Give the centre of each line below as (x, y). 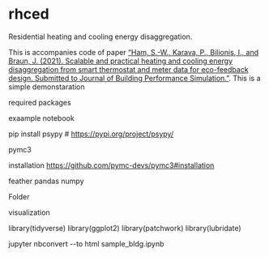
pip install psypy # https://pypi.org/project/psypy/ (91, 134)
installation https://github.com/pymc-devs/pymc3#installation (111, 165)
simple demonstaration (47, 87)
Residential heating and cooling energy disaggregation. (100, 36)
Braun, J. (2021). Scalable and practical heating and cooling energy (121, 61)
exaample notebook (41, 118)
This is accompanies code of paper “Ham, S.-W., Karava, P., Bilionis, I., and (134, 52)
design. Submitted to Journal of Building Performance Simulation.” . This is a (134, 78)
